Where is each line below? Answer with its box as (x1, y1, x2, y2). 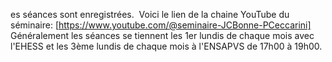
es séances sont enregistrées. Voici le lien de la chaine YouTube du (10, 9, 290, 20)
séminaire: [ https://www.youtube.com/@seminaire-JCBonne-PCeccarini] (10, 19, 312, 31)
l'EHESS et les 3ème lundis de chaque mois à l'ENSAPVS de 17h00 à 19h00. (10, 40, 323, 52)
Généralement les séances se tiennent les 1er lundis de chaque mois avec (10, 30, 315, 41)
